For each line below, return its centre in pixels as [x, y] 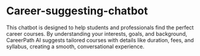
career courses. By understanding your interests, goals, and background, [97, 33]
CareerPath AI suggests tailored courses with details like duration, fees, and [100, 40]
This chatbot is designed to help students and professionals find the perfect [100, 27]
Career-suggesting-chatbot [77, 11]
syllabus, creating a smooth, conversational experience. [75, 46]
